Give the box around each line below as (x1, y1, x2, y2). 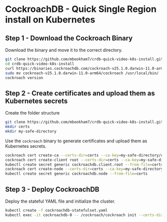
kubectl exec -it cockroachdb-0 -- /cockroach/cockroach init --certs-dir (5, 213, 164, 218)
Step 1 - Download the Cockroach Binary (5, 34, 133, 42)
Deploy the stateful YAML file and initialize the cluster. (5, 198, 116, 204)
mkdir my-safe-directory (5, 128, 57, 134)
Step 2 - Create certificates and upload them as (5, 89, 155, 98)
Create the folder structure (5, 110, 60, 116)
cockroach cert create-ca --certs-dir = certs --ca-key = (5, 153, 121, 158)
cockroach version (5, 75, 43, 80)
